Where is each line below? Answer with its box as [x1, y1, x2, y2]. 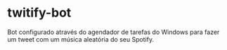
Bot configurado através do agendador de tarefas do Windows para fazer [7, 28, 220, 36]
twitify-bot [7, 5, 72, 21]
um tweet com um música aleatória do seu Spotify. [7, 35, 155, 43]
